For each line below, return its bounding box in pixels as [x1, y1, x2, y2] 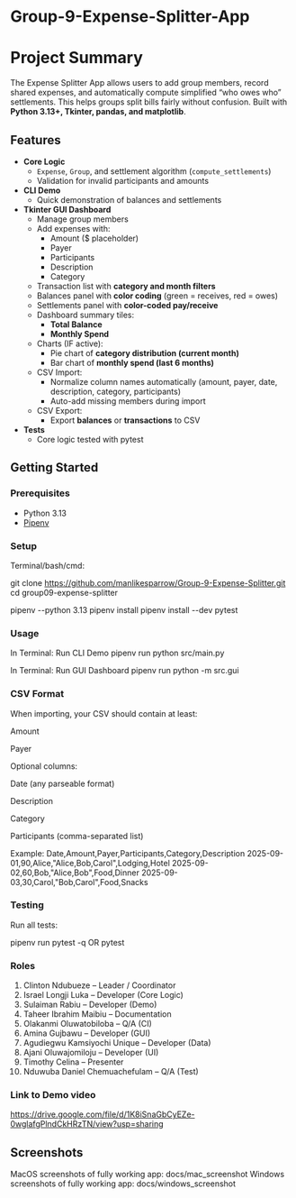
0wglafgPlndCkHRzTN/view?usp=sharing [10, 1119, 165, 1129]
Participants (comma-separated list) [10, 830, 144, 841]
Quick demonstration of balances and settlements [36, 194, 222, 205]
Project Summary [10, 48, 143, 69]
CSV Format [10, 688, 65, 700]
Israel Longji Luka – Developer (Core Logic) [22, 990, 184, 1001]
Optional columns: [10, 760, 78, 772]
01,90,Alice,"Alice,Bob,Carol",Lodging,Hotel [10, 857, 170, 868]
